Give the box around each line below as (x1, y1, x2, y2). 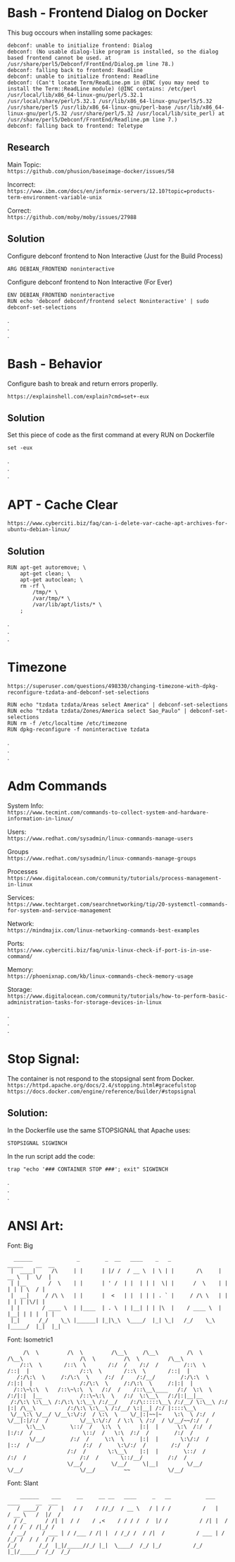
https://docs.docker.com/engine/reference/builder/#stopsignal (7, 1088, 197, 1095)
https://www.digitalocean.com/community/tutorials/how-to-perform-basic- (7, 993, 229, 1000)
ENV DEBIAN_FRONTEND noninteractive (7, 291, 115, 298)
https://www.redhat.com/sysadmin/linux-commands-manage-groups (7, 855, 197, 862)
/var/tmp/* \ (32, 595, 71, 602)
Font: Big (7, 1241, 34, 1250)
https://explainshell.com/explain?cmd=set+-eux (7, 393, 150, 400)
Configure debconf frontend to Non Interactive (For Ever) (7, 278, 173, 286)
